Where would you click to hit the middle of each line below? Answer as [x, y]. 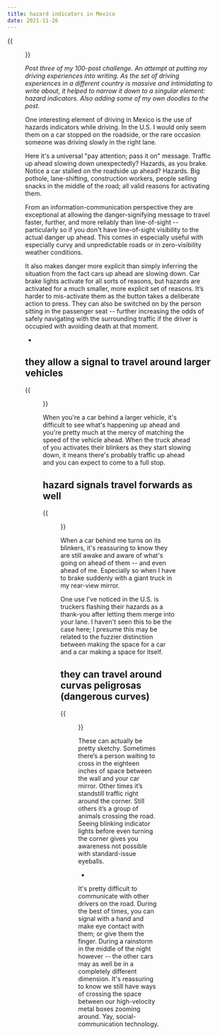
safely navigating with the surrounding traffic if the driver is [111, 319]
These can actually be [110, 740]
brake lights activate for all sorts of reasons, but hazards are [112, 281]
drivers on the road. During [117, 903]
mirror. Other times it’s [110, 786]
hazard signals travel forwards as [118, 485]
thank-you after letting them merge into [117, 614]
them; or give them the [111, 933]
